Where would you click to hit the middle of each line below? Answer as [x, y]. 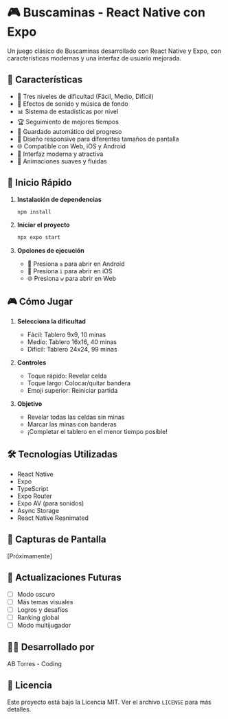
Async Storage [38, 510]
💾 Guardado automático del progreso [69, 131]
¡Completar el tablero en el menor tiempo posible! [98, 432]
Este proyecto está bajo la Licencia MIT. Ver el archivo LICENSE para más [109, 702]
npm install [34, 212]
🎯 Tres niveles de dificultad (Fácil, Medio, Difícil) [85, 96]
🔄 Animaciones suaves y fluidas [62, 161]
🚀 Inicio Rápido [39, 183]
